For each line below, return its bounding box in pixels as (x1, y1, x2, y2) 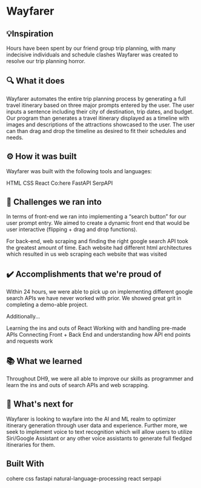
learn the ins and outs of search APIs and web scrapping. (6, 382, 150, 389)
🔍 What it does (6, 76, 65, 86)
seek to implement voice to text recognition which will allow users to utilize (6, 428, 193, 435)
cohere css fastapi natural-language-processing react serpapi (6, 475, 162, 482)
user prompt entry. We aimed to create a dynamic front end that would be (6, 219, 190, 227)
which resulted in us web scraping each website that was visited (6, 250, 168, 258)
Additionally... (6, 313, 41, 320)
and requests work (6, 337, 53, 345)
